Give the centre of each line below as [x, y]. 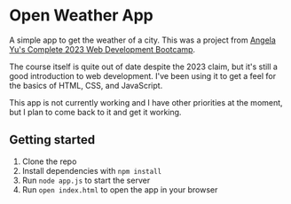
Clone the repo [49, 161]
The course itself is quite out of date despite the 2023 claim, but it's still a [143, 67]
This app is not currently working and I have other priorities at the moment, [146, 102]
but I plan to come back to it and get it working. [95, 112]
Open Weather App [81, 16]
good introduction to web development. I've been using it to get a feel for [143, 75]
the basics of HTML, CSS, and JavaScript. [86, 85]
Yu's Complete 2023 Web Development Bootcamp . [102, 49]
